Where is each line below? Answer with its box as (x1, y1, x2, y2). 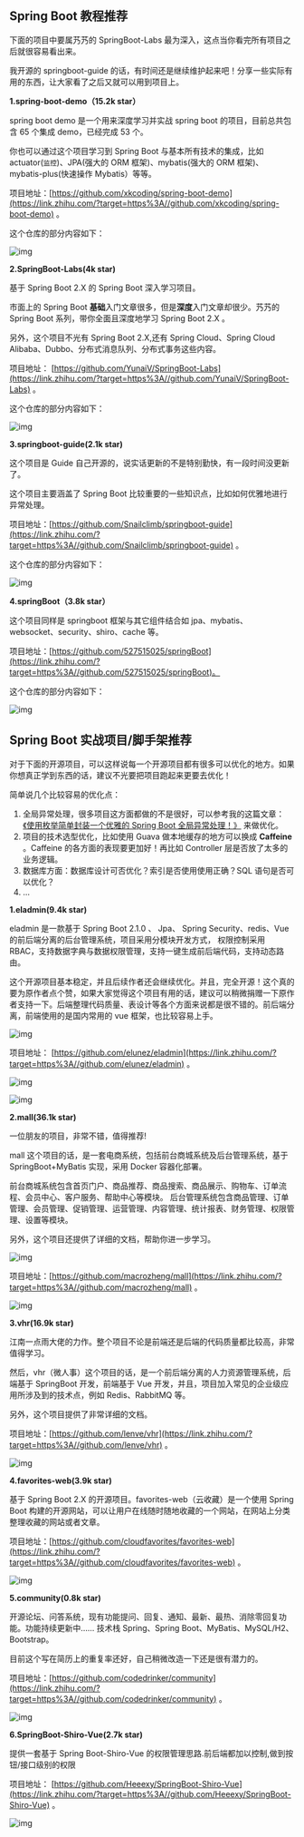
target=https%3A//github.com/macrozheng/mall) (9, 1282, 193, 1293)
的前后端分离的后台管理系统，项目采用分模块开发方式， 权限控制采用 (9, 933, 265, 945)
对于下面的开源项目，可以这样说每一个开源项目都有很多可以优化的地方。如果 (9, 758, 295, 769)
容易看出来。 (33, 45, 81, 56)
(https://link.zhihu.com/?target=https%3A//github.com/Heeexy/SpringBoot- (9, 1788, 291, 1799)
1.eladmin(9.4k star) (9, 904, 88, 914)
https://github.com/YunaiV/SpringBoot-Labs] (53, 362, 222, 374)
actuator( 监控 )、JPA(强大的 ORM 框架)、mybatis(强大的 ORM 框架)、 (9, 157, 264, 168)
